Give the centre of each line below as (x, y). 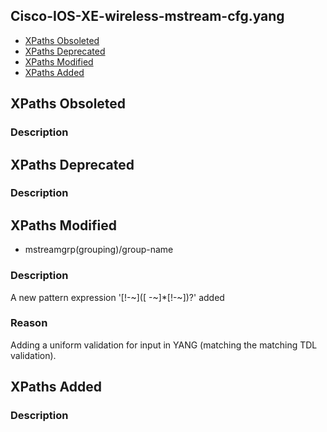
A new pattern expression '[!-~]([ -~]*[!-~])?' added (117, 297)
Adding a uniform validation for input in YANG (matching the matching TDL (164, 345)
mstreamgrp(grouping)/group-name (99, 250)
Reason (29, 323)
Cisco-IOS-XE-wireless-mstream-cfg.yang (147, 16)
